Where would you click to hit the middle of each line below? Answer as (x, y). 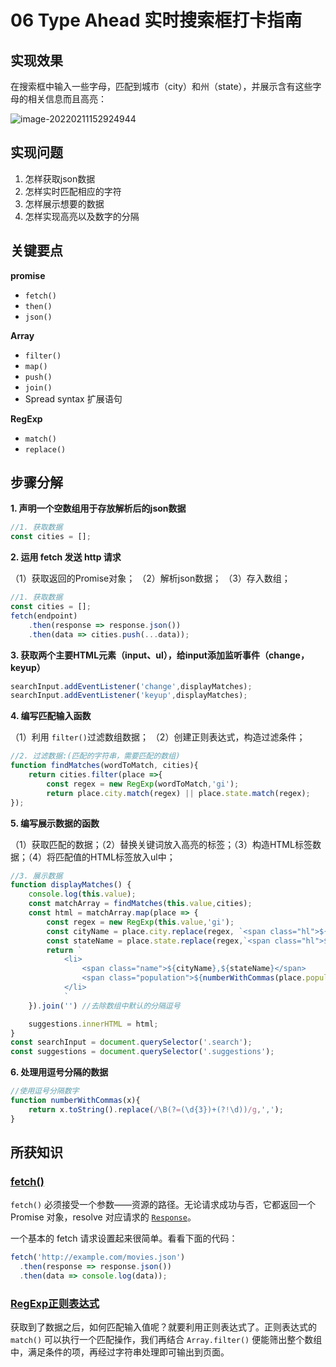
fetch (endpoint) (44, 616)
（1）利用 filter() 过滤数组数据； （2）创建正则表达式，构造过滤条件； (158, 737)
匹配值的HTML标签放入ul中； (115, 857)
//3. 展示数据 (36, 876)
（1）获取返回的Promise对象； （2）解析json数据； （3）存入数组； (150, 578)
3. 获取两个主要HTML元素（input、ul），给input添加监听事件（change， (160, 655)
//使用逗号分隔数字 (45, 1091)
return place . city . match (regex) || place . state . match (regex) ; (178, 793)
